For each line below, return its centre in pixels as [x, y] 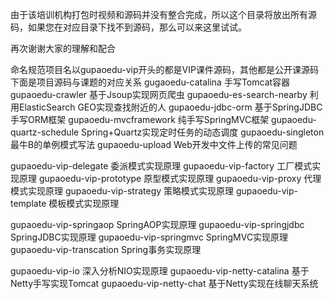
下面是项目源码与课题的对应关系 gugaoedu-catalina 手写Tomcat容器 [150, 82]
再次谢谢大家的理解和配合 [63, 48]
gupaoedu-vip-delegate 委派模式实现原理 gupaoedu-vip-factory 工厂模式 [161, 166]
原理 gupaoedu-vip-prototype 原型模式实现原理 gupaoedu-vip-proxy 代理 [170, 178]
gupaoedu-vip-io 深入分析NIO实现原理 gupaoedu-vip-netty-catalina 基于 [160, 271]
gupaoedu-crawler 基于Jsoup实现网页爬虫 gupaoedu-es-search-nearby [159, 94]
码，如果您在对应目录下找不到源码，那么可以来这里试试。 [128, 27]
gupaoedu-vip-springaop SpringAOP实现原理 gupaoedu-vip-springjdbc [157, 224]
